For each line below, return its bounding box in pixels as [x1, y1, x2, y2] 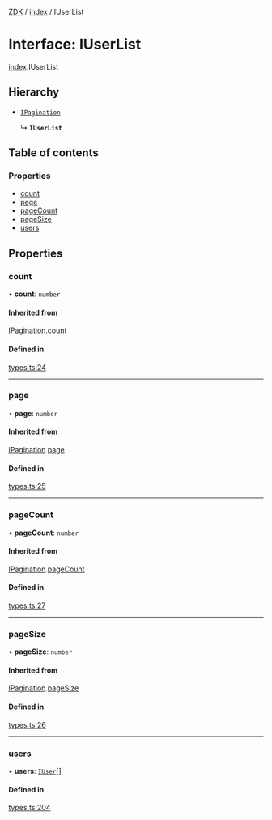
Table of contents [8, 146, 99, 160]
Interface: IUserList [8, 36, 142, 53]
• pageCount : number [8, 528, 79, 537]
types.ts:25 [8, 482, 46, 491]
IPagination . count [8, 325, 67, 335]
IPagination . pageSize [8, 683, 79, 693]
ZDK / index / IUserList [8, 7, 84, 16]
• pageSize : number [8, 647, 73, 656]
